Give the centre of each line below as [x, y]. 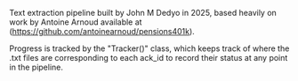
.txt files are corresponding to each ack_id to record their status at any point [149, 58]
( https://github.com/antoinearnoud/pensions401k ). [102, 31]
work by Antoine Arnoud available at [76, 22]
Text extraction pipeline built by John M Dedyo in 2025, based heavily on [143, 13]
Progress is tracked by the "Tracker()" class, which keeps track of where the [149, 48]
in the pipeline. [36, 67]
